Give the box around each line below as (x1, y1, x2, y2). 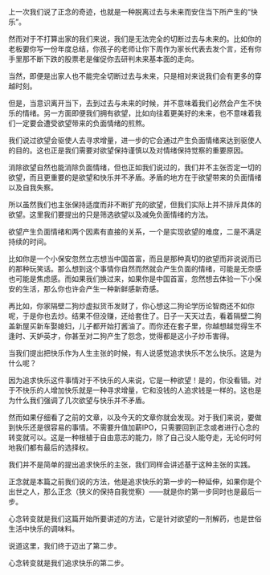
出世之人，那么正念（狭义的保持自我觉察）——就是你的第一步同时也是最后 (8, 487, 255, 496)
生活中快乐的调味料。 (8, 524, 79, 533)
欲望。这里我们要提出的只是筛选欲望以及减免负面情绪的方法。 (8, 210, 213, 219)
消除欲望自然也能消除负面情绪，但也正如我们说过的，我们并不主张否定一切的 (8, 163, 262, 172)
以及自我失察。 (8, 183, 58, 192)
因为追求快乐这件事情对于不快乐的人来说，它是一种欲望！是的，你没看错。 (8, 376, 255, 385)
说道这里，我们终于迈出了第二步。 (8, 541, 121, 550)
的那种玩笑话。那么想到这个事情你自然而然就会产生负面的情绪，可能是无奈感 (8, 264, 262, 273)
